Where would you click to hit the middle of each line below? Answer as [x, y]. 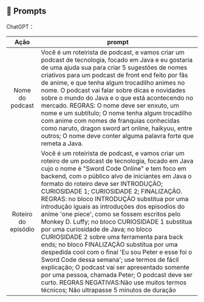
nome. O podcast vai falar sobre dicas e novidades [113, 90]
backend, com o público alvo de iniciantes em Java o [117, 176]
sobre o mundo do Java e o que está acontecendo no [117, 98]
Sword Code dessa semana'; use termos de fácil [110, 259]
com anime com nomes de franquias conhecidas [110, 120]
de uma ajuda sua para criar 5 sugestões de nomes [114, 67]
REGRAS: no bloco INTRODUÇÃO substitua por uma [115, 199]
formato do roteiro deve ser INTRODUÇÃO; [102, 184]
